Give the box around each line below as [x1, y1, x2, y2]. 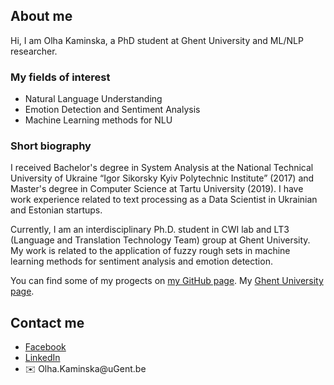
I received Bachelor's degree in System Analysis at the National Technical [10, 162, 314, 174]
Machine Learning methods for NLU [24, 114, 173, 126]
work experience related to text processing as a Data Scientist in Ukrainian [10, 194, 318, 206]
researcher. [10, 45, 58, 57]
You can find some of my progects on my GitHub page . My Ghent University [10, 275, 324, 287]
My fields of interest [10, 70, 111, 84]
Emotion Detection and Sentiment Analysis [24, 104, 201, 116]
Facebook [24, 341, 67, 353]
